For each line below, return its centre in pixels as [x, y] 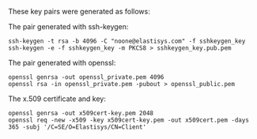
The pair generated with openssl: [62, 63]
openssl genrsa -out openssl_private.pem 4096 [86, 77]
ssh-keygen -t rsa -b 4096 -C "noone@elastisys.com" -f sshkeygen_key [127, 41]
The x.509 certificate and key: [57, 99]
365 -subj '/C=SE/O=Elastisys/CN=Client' [77, 127]
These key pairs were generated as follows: [79, 11]
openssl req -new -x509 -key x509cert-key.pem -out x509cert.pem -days [128, 120]
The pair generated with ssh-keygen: [68, 26]
